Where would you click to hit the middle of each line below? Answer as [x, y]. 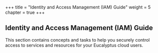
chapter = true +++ [25, 12]
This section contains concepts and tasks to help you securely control [77, 40]
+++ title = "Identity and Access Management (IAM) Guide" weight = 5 [78, 7]
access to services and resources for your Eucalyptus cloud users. [74, 45]
